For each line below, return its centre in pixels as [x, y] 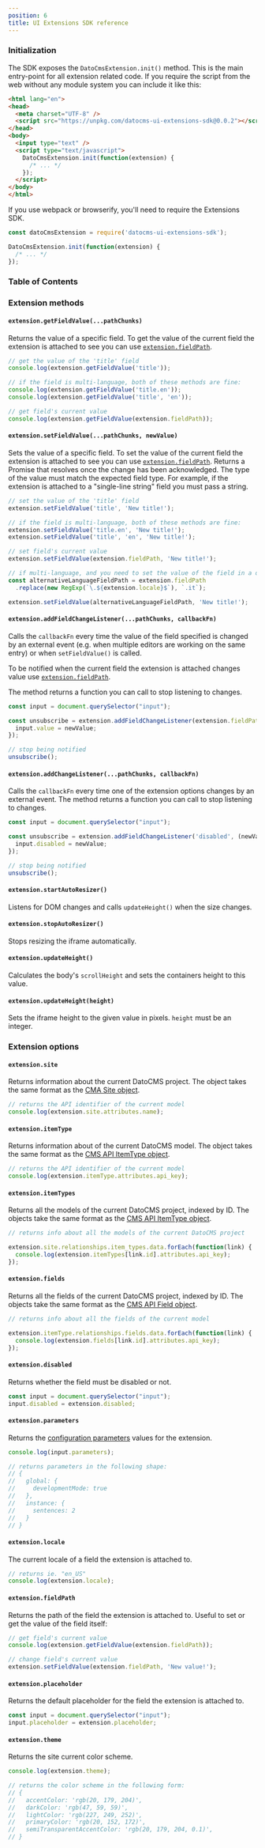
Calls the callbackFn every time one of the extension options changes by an [131, 791]
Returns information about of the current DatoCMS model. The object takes [131, 1146]
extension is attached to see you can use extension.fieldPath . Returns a [127, 461]
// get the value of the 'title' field [74, 361]
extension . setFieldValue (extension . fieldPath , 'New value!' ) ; [112, 1667]
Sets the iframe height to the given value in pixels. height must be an [120, 1018]
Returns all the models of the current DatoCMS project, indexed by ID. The [129, 1210]
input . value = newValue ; [56, 728]
